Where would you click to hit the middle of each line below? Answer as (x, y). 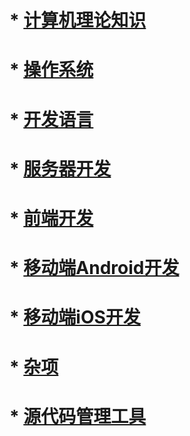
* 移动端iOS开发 (75, 317)
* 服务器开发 (60, 168)
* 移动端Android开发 (94, 268)
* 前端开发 (51, 218)
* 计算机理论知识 (78, 20)
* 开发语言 (51, 119)
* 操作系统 (51, 70)
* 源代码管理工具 (78, 416)
